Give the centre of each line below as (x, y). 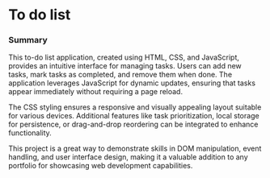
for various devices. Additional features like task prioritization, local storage (134, 116)
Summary (28, 40)
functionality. (30, 133)
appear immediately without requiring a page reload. (96, 92)
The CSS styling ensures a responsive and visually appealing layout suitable (135, 107)
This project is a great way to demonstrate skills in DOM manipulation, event (135, 149)
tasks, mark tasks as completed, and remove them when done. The (120, 75)
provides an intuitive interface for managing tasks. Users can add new (125, 66)
